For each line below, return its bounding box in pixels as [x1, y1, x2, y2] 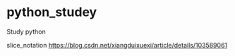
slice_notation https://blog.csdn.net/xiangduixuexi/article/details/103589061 [6, 41, 228, 49]
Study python [6, 27, 47, 36]
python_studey [6, 4, 97, 20]
